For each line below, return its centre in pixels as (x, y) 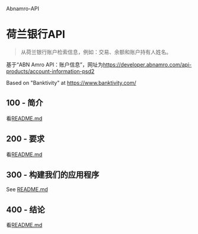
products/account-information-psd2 (50, 71)
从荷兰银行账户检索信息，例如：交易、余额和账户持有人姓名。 (96, 52)
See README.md (27, 189)
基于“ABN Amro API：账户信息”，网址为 (55, 64)
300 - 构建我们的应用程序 (53, 175)
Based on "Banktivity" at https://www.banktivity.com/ (71, 83)
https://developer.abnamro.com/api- (147, 64)
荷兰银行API (36, 34)
